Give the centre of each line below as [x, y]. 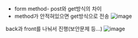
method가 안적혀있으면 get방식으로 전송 [62, 16]
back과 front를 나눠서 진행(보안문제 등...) [54, 29]
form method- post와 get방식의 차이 [58, 9]
